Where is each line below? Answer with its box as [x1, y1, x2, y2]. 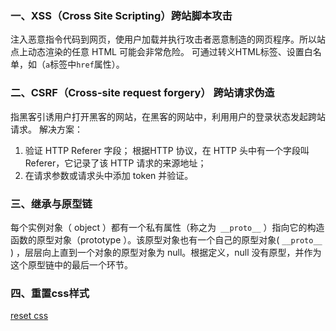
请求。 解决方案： [10, 123, 83, 135]
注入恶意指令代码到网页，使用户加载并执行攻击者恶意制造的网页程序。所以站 [10, 33, 326, 46]
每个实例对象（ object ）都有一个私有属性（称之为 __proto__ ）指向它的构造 [10, 221, 325, 233]
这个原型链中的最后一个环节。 [10, 258, 133, 271]
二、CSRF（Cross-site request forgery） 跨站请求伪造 [10, 86, 275, 100]
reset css [10, 310, 49, 322]
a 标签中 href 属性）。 [45, 58, 125, 71]
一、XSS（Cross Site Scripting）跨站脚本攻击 [10, 8, 233, 22]
